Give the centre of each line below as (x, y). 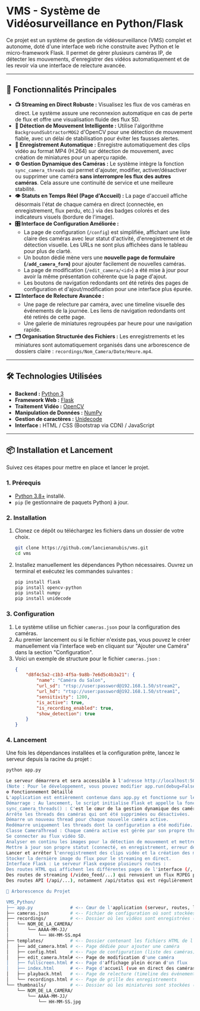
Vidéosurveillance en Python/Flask (95, 24)
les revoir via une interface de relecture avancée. (66, 65)
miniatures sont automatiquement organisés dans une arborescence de (102, 345)
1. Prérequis (24, 483)
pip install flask (37, 582)
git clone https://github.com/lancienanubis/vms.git (82, 548)
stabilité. (25, 189)
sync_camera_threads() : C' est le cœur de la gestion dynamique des (93, 809)
